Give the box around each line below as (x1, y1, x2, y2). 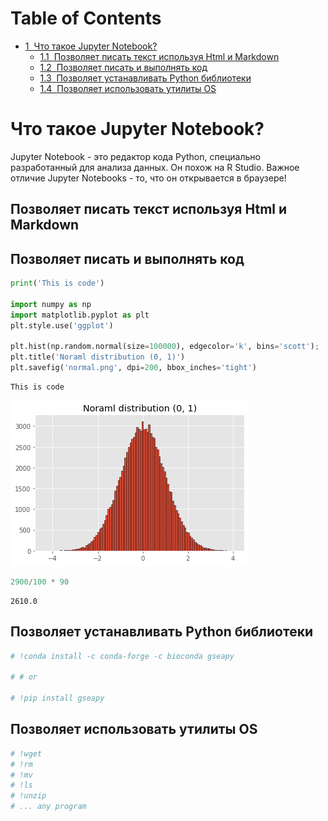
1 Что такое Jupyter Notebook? (24, 40, 158, 52)
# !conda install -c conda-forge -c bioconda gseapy (10, 651, 235, 661)
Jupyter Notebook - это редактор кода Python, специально (10, 150, 261, 162)
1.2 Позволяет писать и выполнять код (39, 61, 208, 73)
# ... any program (10, 802, 87, 812)
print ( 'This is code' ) (10, 278, 105, 289)
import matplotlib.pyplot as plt (10, 310, 150, 320)
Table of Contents (10, 7, 162, 30)
